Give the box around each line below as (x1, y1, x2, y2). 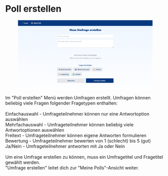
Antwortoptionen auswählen (5, 127, 64, 133)
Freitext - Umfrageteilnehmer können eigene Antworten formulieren (5, 132, 147, 138)
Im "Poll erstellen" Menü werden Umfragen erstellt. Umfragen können (5, 94, 151, 100)
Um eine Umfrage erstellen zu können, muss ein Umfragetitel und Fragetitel (5, 154, 163, 160)
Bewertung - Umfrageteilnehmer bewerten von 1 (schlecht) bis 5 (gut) (5, 137, 151, 144)
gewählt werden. (5, 159, 41, 165)
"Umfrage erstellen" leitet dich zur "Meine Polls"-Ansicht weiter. (5, 164, 140, 170)
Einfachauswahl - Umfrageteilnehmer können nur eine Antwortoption (5, 111, 150, 117)
